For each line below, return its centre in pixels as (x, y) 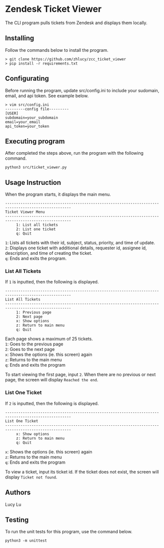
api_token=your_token (27, 126)
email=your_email (23, 122)
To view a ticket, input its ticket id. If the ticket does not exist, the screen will (82, 472)
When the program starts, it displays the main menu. (58, 194)
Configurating (27, 79)
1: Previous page (34, 312)
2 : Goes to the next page (30, 349)
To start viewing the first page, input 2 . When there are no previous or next (81, 375)
